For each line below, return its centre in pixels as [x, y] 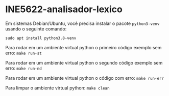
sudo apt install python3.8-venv [41, 38]
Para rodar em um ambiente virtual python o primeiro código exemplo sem [83, 47]
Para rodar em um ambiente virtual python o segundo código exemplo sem [84, 62]
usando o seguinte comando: [36, 28]
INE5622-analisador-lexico [64, 9]
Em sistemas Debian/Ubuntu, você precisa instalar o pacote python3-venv [82, 23]
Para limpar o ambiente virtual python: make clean [57, 88]
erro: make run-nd [23, 68]
